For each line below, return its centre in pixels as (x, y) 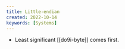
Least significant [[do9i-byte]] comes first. (67, 40)
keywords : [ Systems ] (32, 23)
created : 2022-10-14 (32, 17)
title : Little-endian (33, 12)
